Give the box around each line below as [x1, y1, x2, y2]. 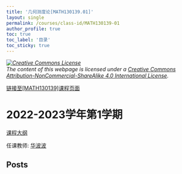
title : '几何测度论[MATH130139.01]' [6, 8, 94, 15]
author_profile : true [6, 25, 61, 32]
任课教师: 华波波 [6, 141, 46, 149]
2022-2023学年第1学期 [6, 108, 123, 121]
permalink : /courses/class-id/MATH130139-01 [6, 20, 120, 26]
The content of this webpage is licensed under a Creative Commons [6, 65, 176, 72]
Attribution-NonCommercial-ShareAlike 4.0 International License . [6, 72, 169, 79]
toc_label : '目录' [6, 37, 51, 43]
